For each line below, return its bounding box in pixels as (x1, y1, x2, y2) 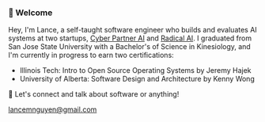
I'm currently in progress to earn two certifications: (8, 51, 174, 60)
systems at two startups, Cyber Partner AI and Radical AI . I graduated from (8, 33, 252, 43)
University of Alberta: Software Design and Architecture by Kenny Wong (19, 74, 255, 84)
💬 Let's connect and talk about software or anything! (8, 90, 180, 99)
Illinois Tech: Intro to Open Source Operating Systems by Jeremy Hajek (19, 66, 252, 75)
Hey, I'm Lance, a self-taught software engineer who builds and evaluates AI (8, 25, 257, 35)
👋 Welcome (8, 7, 53, 18)
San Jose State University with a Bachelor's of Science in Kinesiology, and (8, 42, 251, 51)
